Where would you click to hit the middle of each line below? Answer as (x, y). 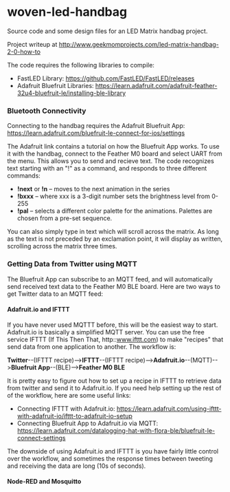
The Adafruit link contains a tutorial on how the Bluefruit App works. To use (113, 147)
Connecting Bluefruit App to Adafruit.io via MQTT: (88, 423)
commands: (24, 175)
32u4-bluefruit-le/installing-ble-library (71, 93)
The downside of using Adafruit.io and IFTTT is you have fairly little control (113, 451)
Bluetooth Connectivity (47, 111)
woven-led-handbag (67, 12)
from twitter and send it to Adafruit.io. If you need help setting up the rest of (114, 388)
